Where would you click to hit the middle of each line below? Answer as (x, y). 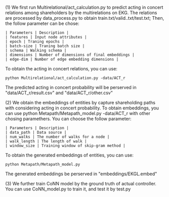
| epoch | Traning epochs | (35, 42)
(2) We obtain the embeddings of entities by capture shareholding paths (80, 103)
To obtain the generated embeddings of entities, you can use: (70, 155)
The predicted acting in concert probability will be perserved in (71, 87)
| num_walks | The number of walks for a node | (57, 137)
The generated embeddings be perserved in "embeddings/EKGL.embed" (81, 174)
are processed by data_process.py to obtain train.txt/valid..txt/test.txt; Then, (85, 18)
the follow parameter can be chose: (42, 23)
